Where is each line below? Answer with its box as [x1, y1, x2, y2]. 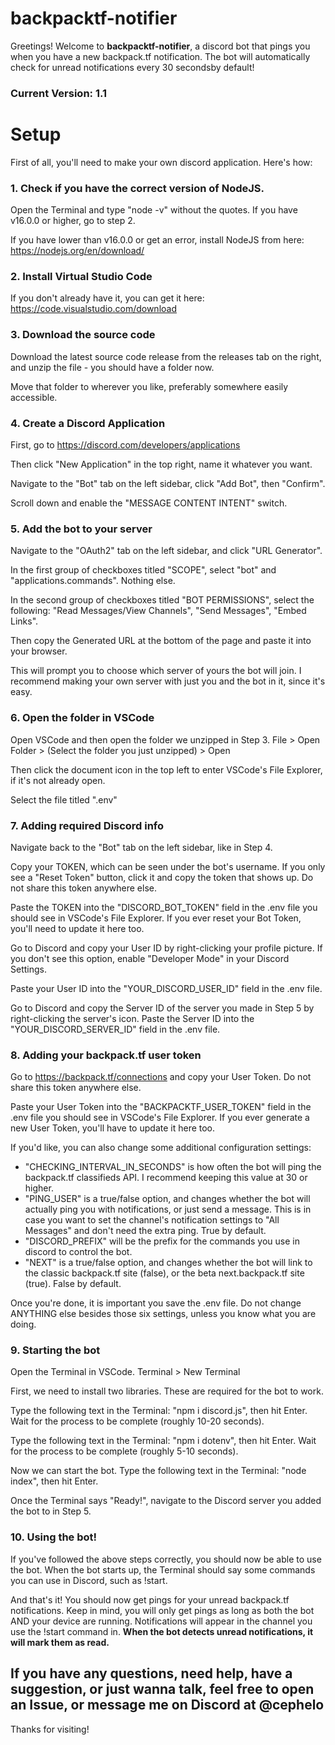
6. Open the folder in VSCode [10, 711, 155, 725]
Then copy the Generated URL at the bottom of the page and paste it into [10, 635, 312, 647]
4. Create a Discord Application [10, 416, 166, 430]
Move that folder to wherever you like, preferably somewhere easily [10, 380, 289, 392]
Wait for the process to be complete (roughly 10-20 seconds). [10, 1415, 265, 1427]
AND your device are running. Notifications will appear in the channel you [10, 1615, 313, 1627]
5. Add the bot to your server [10, 522, 153, 536]
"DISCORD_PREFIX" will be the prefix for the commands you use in [24, 1235, 300, 1247]
